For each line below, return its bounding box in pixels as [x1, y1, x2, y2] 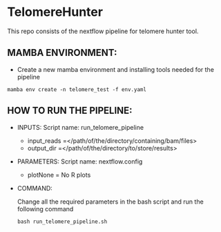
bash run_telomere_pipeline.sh [17, 218, 108, 225]
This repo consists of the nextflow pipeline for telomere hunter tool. [7, 27, 199, 35]
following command [17, 204, 74, 213]
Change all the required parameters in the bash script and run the [17, 197, 204, 206]
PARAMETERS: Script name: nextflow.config [17, 157, 143, 166]
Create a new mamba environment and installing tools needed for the [17, 65, 214, 73]
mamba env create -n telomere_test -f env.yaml [7, 86, 147, 93]
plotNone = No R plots [27, 171, 91, 179]
